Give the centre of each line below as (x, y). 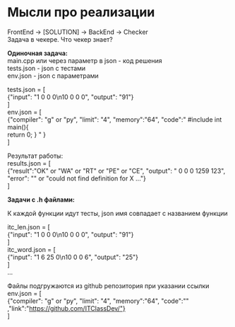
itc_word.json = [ (32, 249)
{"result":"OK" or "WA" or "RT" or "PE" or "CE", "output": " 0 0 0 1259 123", (116, 171)
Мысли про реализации (81, 12)
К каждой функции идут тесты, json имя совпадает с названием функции (117, 213)
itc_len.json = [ (29, 226)
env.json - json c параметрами (53, 76)
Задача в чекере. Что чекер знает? (60, 39)
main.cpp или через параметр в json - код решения (85, 60)
